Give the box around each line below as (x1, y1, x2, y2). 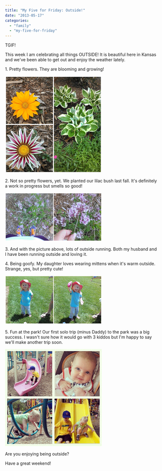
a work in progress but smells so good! (5, 183, 83, 189)
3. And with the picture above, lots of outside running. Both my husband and (5, 246, 157, 252)
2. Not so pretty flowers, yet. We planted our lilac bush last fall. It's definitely (5, 178, 157, 184)
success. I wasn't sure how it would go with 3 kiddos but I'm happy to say (5, 334, 152, 340)
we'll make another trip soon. (5, 339, 63, 345)
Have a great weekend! (5, 460, 51, 466)
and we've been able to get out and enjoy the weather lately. (5, 57, 126, 63)
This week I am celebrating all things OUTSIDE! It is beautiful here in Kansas (5, 51, 156, 58)
